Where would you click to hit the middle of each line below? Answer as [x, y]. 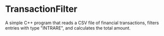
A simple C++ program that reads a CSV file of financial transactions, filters [82, 23]
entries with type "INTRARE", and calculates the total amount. [68, 28]
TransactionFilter [41, 9]
